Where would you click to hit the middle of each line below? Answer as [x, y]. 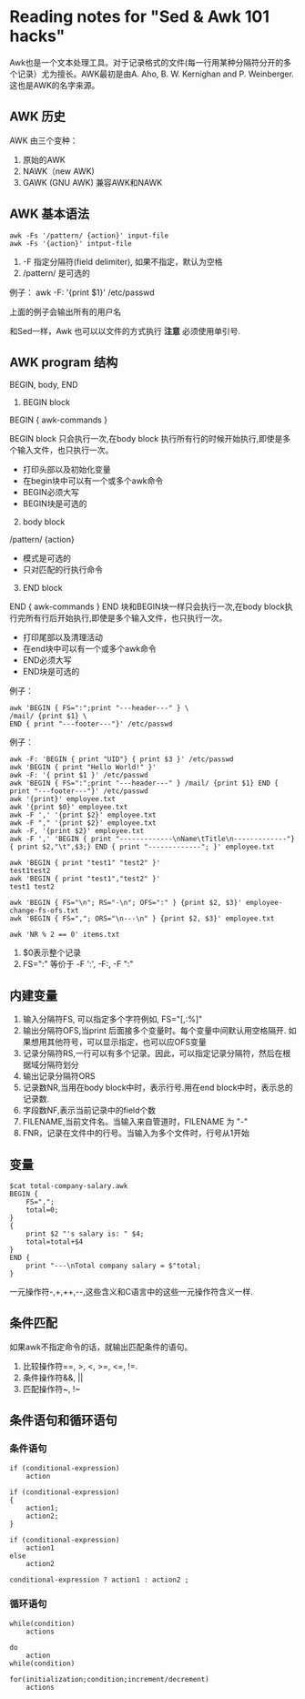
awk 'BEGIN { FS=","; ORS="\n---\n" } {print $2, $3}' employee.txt [142, 919]
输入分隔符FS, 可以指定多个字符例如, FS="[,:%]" [112, 1019]
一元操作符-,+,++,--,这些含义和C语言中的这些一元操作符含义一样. [131, 1292]
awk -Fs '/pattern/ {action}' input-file [89, 235]
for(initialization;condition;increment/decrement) [109, 1679]
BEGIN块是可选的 [55, 504]
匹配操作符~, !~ [51, 1389]
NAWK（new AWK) [59, 171]
